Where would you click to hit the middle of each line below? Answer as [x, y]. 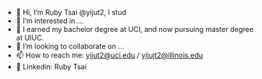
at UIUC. [30, 38]
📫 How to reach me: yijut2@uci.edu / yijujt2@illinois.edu [109, 55]
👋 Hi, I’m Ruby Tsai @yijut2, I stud [71, 12]
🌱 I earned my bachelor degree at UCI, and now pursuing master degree [135, 29]
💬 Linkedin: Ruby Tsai [51, 67]
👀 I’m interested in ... [50, 21]
